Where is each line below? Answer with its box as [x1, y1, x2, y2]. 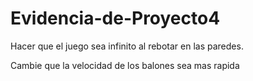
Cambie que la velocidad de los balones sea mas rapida [10, 59, 240, 71]
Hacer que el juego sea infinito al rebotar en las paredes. [10, 40, 244, 52]
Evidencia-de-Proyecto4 [10, 7, 221, 30]
